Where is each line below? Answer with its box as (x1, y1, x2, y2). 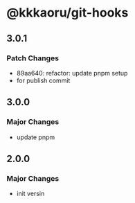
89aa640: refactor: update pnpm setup (16, 69, 128, 77)
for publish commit (16, 76, 71, 85)
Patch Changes (6, 53, 60, 63)
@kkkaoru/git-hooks (6, 5, 129, 21)
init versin (16, 189, 45, 198)
